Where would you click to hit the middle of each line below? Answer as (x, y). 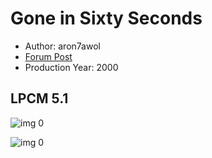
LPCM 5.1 (39, 98)
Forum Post (48, 56)
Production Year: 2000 (71, 67)
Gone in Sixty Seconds (106, 18)
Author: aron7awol (62, 46)
